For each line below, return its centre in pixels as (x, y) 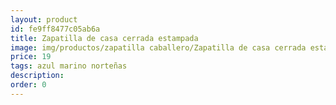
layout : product (44, 19)
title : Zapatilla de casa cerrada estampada (104, 38)
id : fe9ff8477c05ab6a (55, 29)
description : (37, 76)
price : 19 (31, 57)
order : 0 (28, 85)
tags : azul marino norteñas (69, 66)
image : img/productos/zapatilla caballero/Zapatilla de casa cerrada (158, 47)
